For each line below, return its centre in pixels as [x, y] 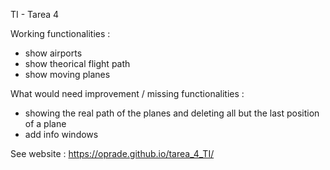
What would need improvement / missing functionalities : [127, 93]
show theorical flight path [77, 63]
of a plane [45, 123]
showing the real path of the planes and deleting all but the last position [172, 113]
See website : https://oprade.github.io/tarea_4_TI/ [112, 153]
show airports [53, 53]
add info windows [61, 134]
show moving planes [67, 74]
